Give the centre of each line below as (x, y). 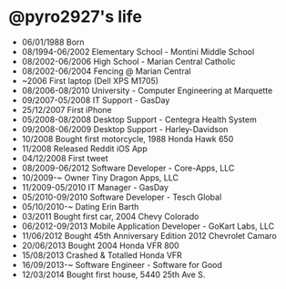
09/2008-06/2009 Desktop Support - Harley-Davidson (125, 129)
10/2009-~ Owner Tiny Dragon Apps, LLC (100, 177)
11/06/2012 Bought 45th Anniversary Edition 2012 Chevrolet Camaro (149, 235)
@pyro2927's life (76, 17)
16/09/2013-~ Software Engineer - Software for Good (122, 264)
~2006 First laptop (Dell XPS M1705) (90, 80)
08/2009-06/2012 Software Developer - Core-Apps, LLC (128, 168)
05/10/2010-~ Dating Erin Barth (80, 206)
